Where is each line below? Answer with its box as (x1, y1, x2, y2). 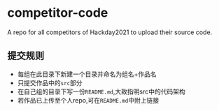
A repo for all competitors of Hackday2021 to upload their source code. (7, 28, 213, 36)
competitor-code (7, 5, 108, 21)
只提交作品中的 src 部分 (17, 78, 83, 87)
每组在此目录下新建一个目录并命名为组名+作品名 (17, 70, 157, 78)
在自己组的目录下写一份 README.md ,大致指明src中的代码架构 (17, 87, 185, 96)
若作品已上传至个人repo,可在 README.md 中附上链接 (17, 96, 160, 104)
